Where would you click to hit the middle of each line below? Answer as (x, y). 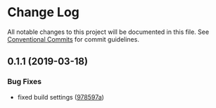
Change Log (43, 12)
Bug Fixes (25, 82)
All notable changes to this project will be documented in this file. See (108, 32)
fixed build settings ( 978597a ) (61, 97)
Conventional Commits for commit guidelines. (73, 39)
